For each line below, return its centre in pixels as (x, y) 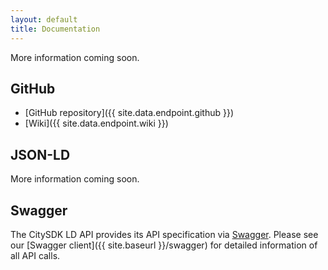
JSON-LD (40, 154)
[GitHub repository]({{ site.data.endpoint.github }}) (129, 113)
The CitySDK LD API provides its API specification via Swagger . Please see (164, 234)
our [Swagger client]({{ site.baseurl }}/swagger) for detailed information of (164, 245)
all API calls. (35, 255)
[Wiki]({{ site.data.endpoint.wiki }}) (96, 123)
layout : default (44, 19)
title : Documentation (55, 29)
